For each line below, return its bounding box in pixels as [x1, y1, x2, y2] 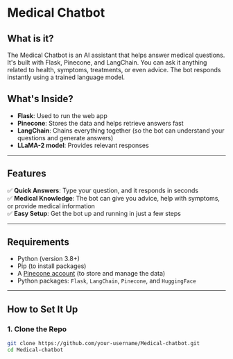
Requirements [7, 236, 69, 248]
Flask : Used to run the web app [17, 111, 107, 119]
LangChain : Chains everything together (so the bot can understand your [17, 126, 225, 135]
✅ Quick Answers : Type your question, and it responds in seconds [7, 186, 199, 194]
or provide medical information [7, 201, 96, 210]
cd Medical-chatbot [7, 347, 64, 353]
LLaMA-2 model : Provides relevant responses [17, 141, 149, 149]
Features [7, 168, 46, 180]
